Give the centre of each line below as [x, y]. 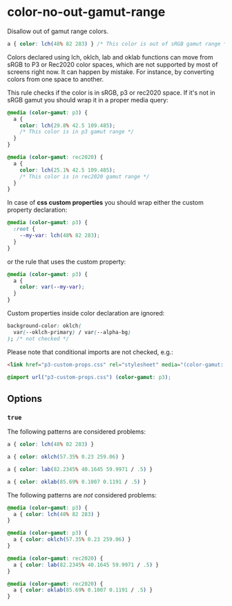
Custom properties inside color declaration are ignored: [86, 313]
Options [25, 398]
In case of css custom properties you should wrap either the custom [105, 203]
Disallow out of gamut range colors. [58, 31]
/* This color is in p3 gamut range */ [77, 132]
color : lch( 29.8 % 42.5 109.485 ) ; [68, 125]
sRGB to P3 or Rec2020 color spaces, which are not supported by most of [113, 64]
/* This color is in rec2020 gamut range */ [85, 176]
